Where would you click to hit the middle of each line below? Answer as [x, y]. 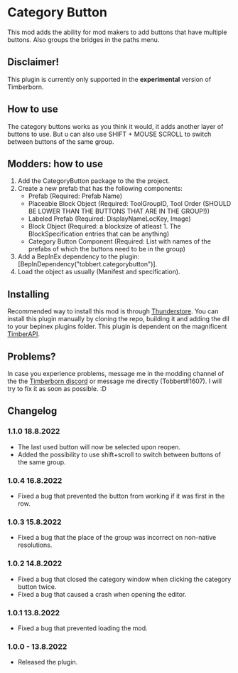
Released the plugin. [48, 662]
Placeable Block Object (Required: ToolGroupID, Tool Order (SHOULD [130, 204]
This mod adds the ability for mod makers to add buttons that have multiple [117, 32]
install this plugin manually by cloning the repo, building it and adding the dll [118, 319]
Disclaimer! [33, 62]
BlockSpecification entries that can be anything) [99, 234]
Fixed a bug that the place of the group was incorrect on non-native [117, 538]
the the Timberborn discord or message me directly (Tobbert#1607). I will [115, 381]
